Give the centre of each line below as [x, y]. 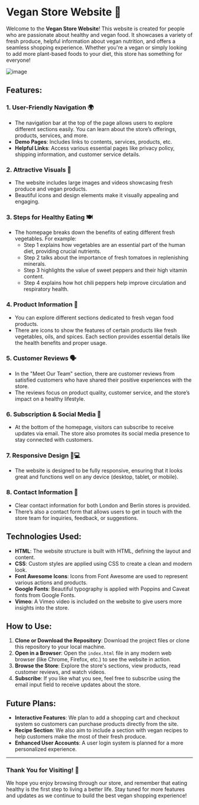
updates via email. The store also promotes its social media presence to [102, 433]
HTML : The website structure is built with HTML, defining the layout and [103, 551]
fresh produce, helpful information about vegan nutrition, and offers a [91, 41]
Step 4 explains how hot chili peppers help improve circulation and [105, 283]
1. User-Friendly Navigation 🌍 [50, 107]
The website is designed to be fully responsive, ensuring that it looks [99, 471]
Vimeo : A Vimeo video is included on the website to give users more [98, 601]
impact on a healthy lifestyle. [50, 399]
